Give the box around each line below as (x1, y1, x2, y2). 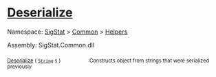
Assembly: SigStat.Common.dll (7, 41, 95, 49)
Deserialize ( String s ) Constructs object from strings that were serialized (7, 57, 210, 64)
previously (7, 63, 32, 70)
